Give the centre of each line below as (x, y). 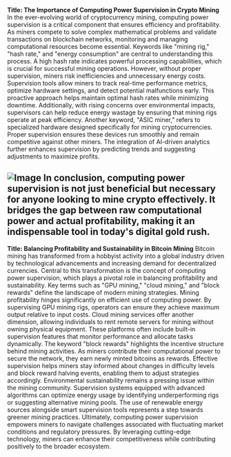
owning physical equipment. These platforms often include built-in (101, 329)
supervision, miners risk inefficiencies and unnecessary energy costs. (107, 76)
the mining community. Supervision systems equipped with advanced (106, 387)
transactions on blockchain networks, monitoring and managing (98, 39)
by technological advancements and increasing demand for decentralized (112, 263)
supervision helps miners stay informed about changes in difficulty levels (111, 365)
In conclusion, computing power (114, 178)
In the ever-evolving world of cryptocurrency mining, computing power (108, 17)
